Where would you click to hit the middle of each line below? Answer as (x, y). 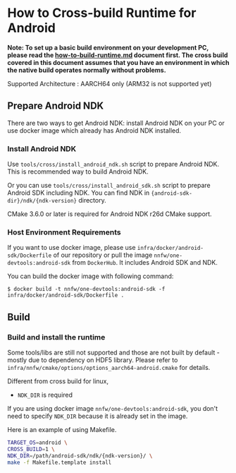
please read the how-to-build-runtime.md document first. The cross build (118, 55)
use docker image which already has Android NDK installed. (94, 130)
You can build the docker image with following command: (91, 276)
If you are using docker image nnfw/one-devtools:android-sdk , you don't (113, 409)
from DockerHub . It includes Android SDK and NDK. (145, 263)
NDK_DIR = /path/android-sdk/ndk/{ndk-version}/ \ (80, 456)
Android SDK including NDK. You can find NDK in (79, 193)
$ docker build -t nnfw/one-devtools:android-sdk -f (86, 289)
